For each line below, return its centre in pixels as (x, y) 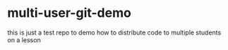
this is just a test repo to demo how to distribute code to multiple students (114, 32)
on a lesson (24, 39)
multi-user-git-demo (70, 13)
